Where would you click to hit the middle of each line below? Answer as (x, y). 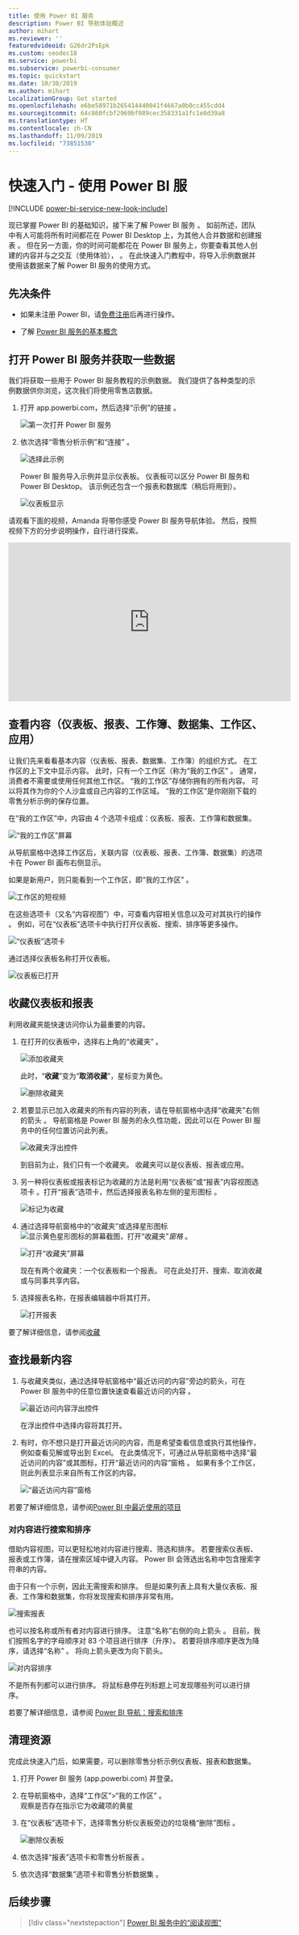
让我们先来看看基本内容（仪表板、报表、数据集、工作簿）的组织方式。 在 (129, 760)
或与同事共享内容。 (52, 1281)
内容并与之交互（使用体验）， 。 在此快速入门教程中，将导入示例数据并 (139, 256)
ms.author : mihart (39, 91)
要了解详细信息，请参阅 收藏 (54, 1331)
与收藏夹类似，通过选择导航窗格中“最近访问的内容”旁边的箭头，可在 (133, 1381)
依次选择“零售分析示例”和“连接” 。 (77, 442)
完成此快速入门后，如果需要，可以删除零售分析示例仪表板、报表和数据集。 (132, 1761)
